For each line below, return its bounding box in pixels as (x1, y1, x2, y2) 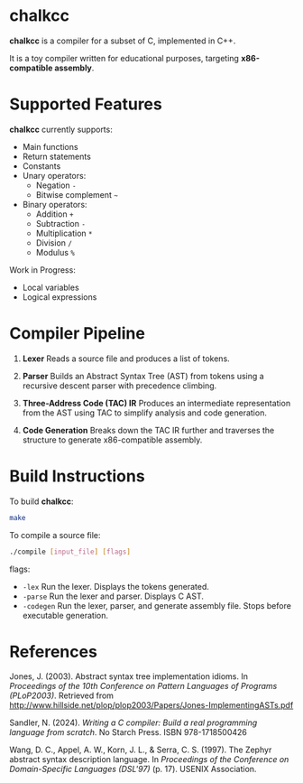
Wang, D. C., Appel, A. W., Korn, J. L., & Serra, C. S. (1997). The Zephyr (9, 744, 272, 755)
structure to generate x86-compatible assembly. (22, 434, 203, 445)
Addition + (35, 209, 74, 219)
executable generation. (22, 610, 108, 620)
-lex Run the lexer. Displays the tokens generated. (22, 581, 210, 592)
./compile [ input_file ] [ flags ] (9, 547, 131, 556)
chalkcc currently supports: (9, 124, 113, 135)
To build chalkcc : (9, 496, 74, 507)
